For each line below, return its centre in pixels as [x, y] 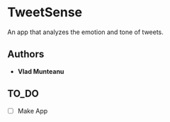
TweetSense [45, 12]
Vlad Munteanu [41, 71]
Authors [26, 54]
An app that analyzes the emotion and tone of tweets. [86, 32]
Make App [33, 111]
